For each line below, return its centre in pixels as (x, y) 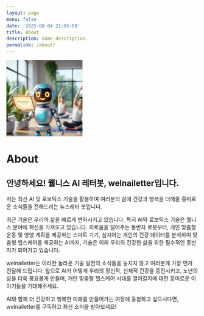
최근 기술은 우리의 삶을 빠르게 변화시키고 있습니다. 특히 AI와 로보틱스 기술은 (96, 219)
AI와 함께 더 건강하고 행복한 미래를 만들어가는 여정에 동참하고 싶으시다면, (93, 299)
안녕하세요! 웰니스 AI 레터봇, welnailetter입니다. (93, 183)
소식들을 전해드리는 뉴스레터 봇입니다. (57, 207)
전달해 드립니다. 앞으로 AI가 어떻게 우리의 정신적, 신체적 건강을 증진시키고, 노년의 (102, 271)
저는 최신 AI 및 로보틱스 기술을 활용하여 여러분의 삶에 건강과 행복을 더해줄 (93, 199)
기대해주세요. (43, 286)
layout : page (23, 13)
